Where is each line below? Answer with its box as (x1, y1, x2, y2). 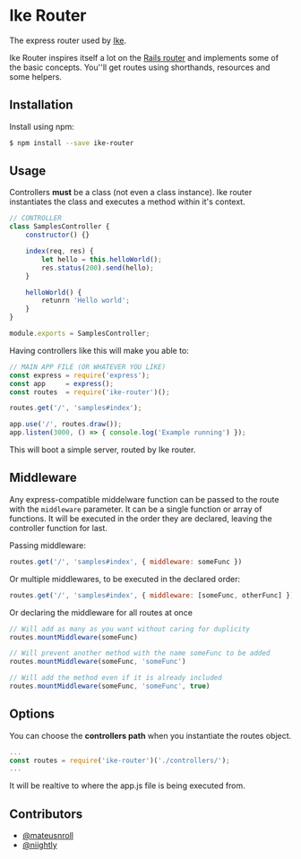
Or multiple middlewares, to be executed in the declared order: (9, 573, 240, 584)
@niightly (21, 839, 58, 851)
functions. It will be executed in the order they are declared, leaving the (9, 512, 272, 524)
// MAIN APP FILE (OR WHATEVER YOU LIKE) (9, 362, 167, 372)
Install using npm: (9, 121, 74, 132)
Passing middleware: (9, 539, 87, 551)
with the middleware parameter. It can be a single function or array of (9, 503, 262, 514)
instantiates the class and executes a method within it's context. (9, 196, 245, 207)
